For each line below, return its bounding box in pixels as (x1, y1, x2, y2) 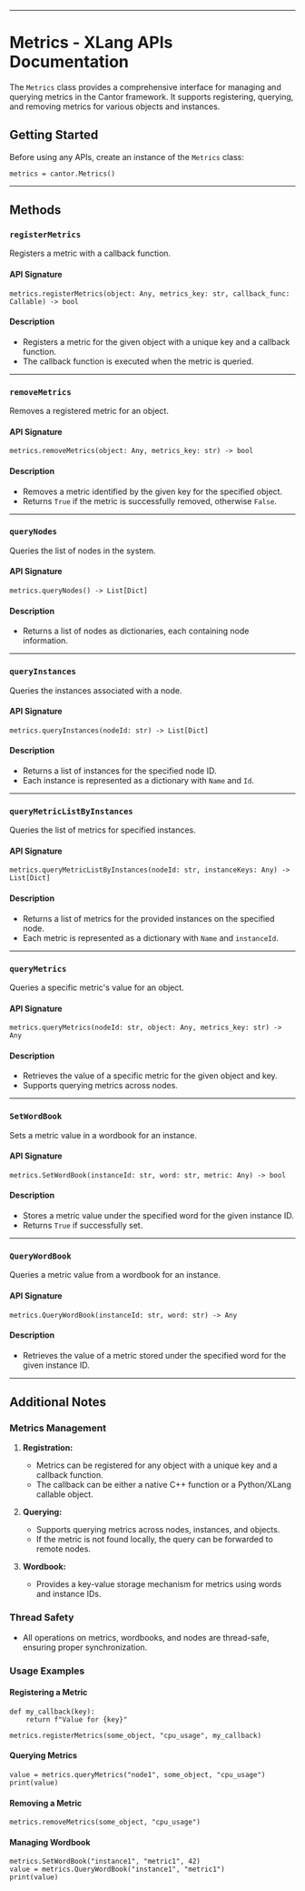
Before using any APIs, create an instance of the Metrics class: (9, 151, 245, 162)
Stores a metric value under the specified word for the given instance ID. (22, 1210, 294, 1221)
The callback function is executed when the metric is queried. (22, 356, 254, 367)
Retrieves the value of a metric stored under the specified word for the (22, 1350, 287, 1360)
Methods (9, 202, 62, 218)
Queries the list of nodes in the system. (9, 545, 156, 556)
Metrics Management (9, 1421, 107, 1434)
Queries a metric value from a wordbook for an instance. (9, 1269, 221, 1280)
